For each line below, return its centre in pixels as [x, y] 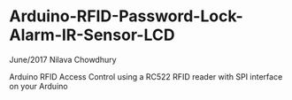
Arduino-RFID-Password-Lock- [126, 16]
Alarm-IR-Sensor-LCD [92, 35]
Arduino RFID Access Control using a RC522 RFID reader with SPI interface [146, 76]
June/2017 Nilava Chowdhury [63, 59]
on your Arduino [38, 86]
